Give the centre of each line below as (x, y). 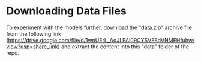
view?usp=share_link (32, 46)
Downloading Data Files (67, 11)
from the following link (34, 33)
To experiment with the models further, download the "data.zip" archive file (99, 27)
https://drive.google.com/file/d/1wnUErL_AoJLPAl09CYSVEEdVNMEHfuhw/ (101, 40)
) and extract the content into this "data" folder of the (124, 46)
